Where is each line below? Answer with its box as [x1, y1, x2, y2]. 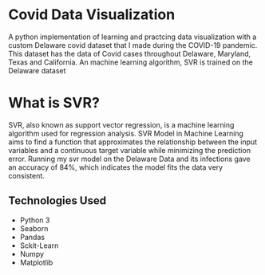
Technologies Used [8, 194, 106, 208]
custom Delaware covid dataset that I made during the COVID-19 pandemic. [8, 40, 258, 49]
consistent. [8, 171, 45, 180]
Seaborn [19, 223, 49, 233]
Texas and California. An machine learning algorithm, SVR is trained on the [8, 57, 253, 67]
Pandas [19, 232, 45, 242]
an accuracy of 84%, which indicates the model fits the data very [8, 162, 223, 172]
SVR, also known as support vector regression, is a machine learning [8, 120, 235, 129]
